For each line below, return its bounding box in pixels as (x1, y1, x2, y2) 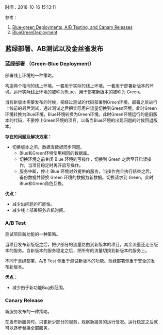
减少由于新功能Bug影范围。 (12, 285, 67, 290)
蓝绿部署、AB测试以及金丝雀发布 (5, 45, 103, 53)
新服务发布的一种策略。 (5, 309, 52, 315)
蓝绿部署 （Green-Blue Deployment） (5, 60, 95, 67)
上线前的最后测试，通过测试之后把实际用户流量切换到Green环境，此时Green (5, 105, 157, 111)
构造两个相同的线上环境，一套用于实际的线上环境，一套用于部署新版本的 (5, 83, 149, 88)
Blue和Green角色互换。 (19, 180, 66, 186)
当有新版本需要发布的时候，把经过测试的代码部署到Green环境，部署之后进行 (5, 99, 158, 105)
